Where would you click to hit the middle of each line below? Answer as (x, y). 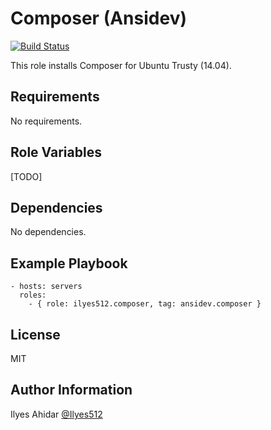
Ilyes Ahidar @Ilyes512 (56, 414)
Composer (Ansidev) (98, 18)
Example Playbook (69, 263)
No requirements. (46, 121)
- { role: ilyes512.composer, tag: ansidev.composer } (145, 304)
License (35, 334)
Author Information (71, 390)
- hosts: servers (46, 287)
